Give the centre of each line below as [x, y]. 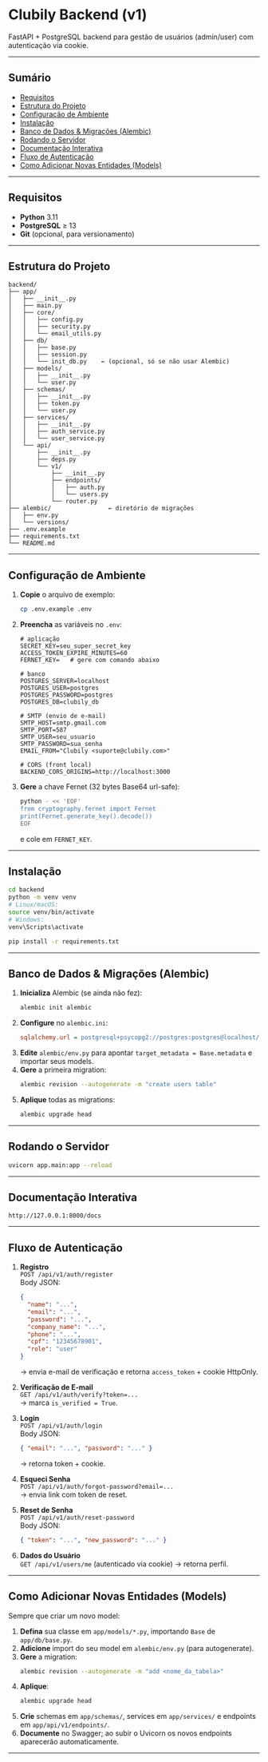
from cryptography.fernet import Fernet [88, 808]
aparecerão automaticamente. [69, 1742]
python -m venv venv [43, 897]
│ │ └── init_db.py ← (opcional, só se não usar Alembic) [119, 362]
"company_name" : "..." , [67, 1327]
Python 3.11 [39, 216]
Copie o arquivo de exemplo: [67, 595]
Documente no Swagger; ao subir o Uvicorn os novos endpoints [126, 1733]
